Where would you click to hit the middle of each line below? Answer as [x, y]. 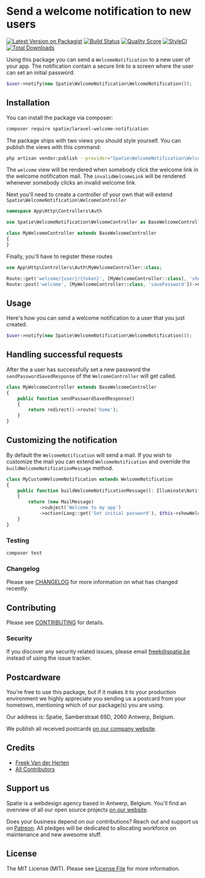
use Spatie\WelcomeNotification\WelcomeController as [76, 222]
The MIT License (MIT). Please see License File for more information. [93, 868]
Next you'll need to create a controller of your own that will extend [89, 194]
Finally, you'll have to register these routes [59, 256]
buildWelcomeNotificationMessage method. [60, 468]
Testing [18, 540]
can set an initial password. [41, 72]
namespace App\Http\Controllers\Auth [54, 211]
